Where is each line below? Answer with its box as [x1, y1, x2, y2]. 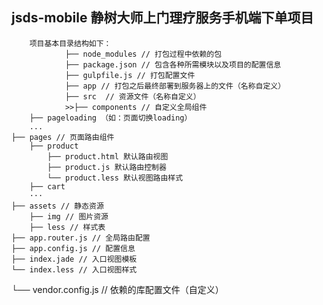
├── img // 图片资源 [29, 211, 109, 222]
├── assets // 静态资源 [11, 201, 104, 211]
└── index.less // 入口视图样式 [11, 264, 138, 275]
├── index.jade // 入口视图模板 [11, 254, 138, 264]
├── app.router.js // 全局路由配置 [11, 233, 151, 243]
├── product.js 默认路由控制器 [47, 162, 167, 172]
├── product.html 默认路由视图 [47, 151, 169, 162]
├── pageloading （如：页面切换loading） [29, 113, 193, 123]
